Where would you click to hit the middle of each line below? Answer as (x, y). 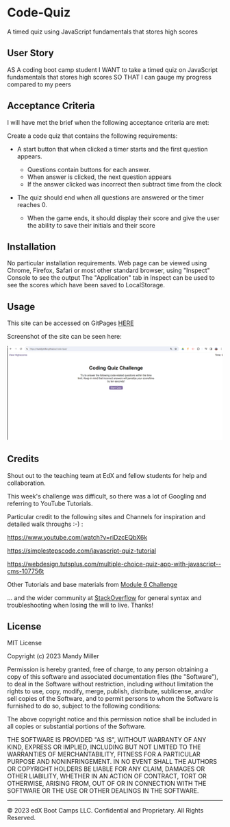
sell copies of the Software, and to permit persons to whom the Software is (113, 699)
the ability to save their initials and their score (91, 225)
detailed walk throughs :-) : (45, 524)
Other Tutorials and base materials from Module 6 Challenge (92, 584)
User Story (30, 53)
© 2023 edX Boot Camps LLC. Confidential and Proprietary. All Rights (105, 811)
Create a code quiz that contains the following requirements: (92, 136)
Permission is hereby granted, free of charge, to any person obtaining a (108, 669)
